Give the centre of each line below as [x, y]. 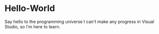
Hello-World [30, 8]
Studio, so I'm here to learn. [33, 26]
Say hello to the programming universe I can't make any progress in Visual [79, 22]
